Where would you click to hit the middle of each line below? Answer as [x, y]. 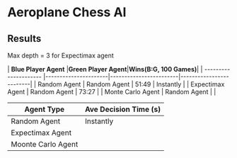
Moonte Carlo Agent [45, 144]
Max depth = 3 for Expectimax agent [61, 55]
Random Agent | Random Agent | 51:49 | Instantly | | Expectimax [131, 84]
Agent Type [45, 109]
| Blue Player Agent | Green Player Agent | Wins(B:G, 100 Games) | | [105, 69]
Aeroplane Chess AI [67, 12]
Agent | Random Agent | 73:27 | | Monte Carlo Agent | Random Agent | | [112, 92]
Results [24, 39]
